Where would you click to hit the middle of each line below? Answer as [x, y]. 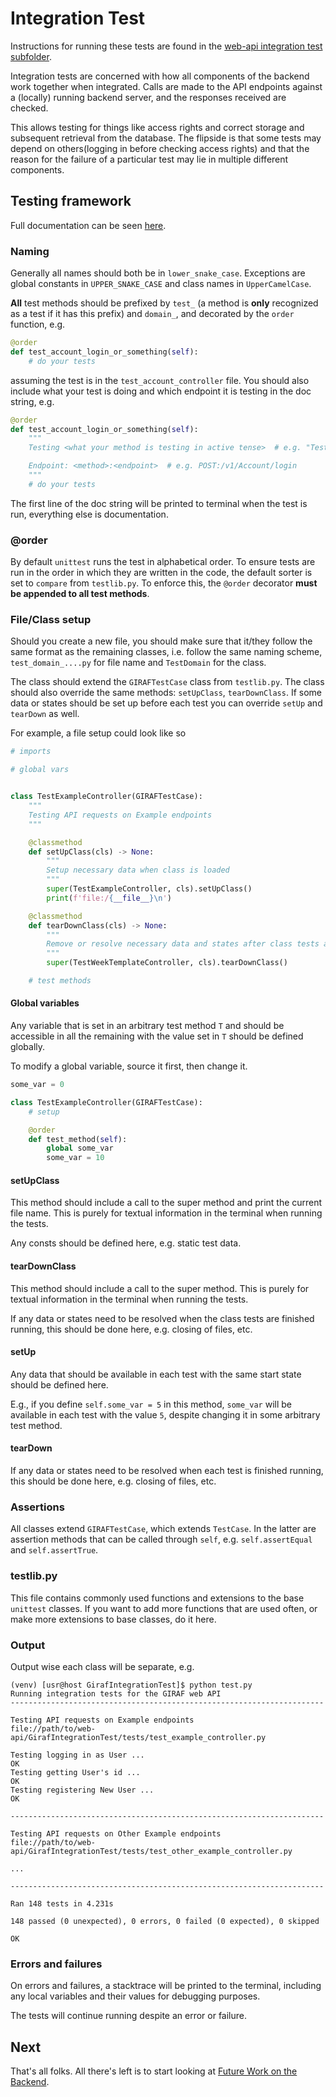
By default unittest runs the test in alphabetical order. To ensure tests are [163, 562]
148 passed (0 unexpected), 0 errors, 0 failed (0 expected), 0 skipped [165, 1921]
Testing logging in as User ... [77, 1755]
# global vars [40, 770]
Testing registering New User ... [82, 1790]
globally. [28, 1047]
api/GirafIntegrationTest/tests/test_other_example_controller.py [151, 1851]
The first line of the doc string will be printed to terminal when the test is [159, 503]
